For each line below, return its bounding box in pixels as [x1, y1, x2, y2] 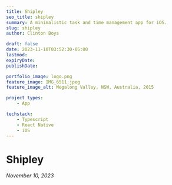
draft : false [6, 41, 38, 47]
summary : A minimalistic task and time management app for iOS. [6, 19, 167, 25]
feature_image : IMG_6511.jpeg [6, 79, 81, 85]
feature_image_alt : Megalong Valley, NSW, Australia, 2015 [6, 85, 154, 90]
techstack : [6, 111, 33, 117]
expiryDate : [6, 57, 35, 63]
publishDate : [6, 63, 38, 69]
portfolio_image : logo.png [6, 73, 72, 79]
